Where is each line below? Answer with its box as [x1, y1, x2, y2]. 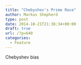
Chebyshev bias [5, 54, 39, 60]
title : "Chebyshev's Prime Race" [5, 7, 76, 13]
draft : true [5, 26, 31, 31]
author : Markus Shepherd [5, 12, 58, 17]
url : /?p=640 [5, 31, 33, 36]
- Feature [10, 40, 31, 45]
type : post [5, 17, 29, 22]
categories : [5, 36, 31, 41]
